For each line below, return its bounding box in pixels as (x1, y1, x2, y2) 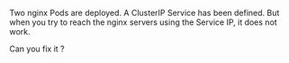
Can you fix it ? (9, 43, 65, 54)
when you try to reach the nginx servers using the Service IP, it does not (9, 17, 277, 28)
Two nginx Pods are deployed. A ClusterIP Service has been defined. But (9, 8, 280, 18)
